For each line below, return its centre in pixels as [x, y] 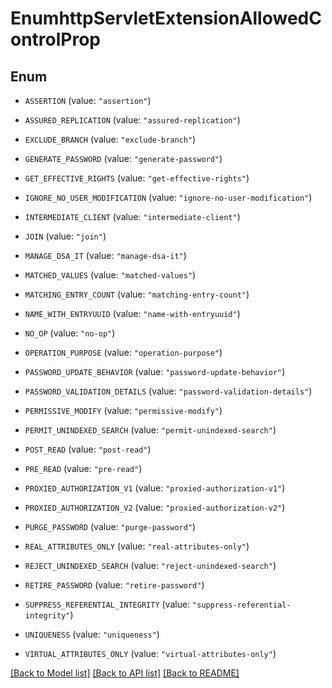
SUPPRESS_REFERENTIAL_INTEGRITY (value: [107, 604]
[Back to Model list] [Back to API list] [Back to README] [125, 673]
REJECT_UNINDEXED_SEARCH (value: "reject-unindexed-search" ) [150, 565]
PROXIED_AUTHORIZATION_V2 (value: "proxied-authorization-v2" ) [155, 507]
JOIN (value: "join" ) [65, 236]
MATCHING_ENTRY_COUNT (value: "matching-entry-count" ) [137, 294]
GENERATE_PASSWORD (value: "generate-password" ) [123, 158]
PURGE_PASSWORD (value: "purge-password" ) [110, 526]
